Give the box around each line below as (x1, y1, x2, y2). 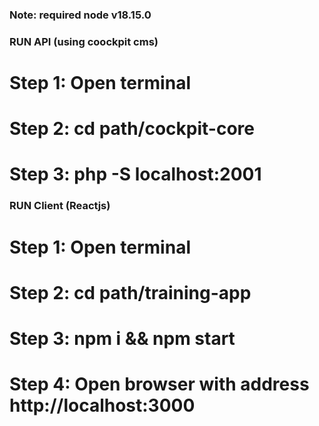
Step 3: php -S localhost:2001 (9, 163, 262, 186)
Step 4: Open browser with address (9, 373, 310, 396)
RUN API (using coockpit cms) (9, 34, 159, 48)
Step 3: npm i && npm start (9, 327, 236, 350)
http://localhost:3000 (9, 394, 196, 417)
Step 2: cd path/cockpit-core (9, 118, 255, 140)
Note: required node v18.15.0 (9, 8, 152, 22)
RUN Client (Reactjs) (9, 199, 111, 213)
